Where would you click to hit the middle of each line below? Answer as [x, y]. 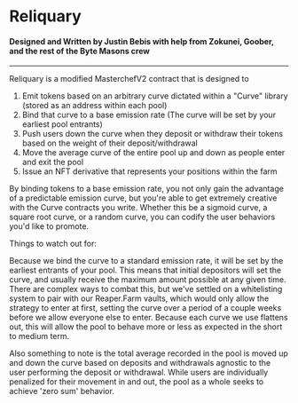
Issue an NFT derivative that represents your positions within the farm [149, 171]
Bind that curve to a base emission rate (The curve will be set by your [149, 115]
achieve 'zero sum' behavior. [62, 391]
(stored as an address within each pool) [94, 106]
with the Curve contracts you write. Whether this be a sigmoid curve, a [138, 208]
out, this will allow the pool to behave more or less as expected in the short [146, 327]
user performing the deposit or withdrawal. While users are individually [139, 372]
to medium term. [39, 336]
